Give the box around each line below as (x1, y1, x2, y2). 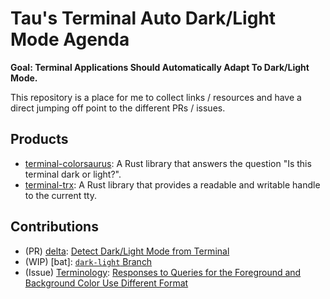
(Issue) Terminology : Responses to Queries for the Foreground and (24, 266, 302, 278)
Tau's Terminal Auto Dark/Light (10, 7, 277, 30)
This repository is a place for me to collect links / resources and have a (10, 91, 302, 103)
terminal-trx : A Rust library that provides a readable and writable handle (24, 178, 321, 191)
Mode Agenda (10, 28, 130, 51)
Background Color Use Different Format (24, 277, 189, 289)
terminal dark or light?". (24, 168, 122, 180)
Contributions (10, 218, 99, 236)
